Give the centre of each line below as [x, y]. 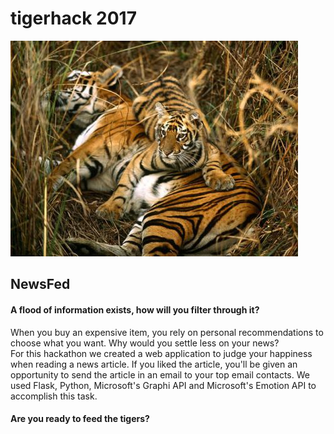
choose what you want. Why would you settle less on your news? [145, 343]
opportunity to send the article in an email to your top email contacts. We [160, 374]
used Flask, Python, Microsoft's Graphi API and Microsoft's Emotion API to [163, 385]
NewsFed [40, 284]
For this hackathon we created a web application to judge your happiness [161, 353]
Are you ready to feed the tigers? [80, 419]
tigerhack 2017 [73, 18]
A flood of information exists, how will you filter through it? [135, 309]
